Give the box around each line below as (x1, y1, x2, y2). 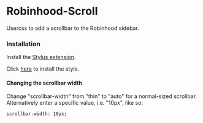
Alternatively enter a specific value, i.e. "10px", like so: (6, 99, 143, 107)
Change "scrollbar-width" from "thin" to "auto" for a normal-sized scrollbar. (6, 93, 197, 100)
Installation (6, 40, 41, 48)
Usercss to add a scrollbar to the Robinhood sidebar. (6, 24, 139, 32)
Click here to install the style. (6, 65, 80, 72)
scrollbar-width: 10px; (6, 111, 67, 117)
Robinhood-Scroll (6, 4, 98, 18)
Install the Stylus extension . (6, 54, 76, 61)
